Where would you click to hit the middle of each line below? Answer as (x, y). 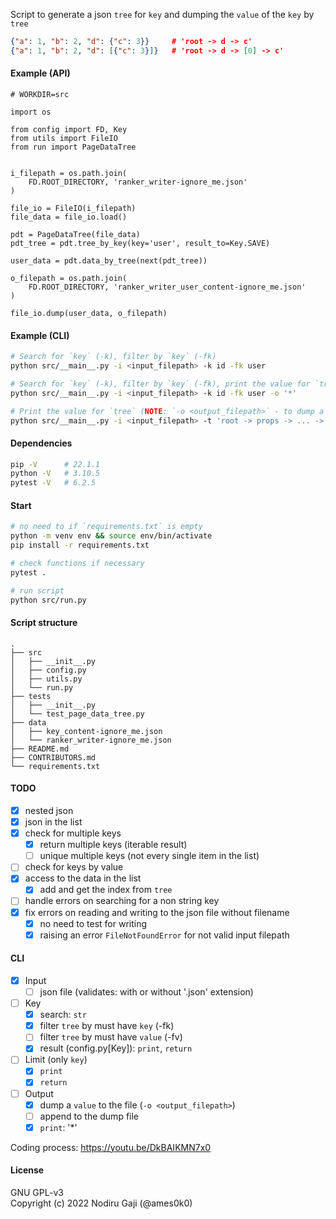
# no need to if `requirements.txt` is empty (106, 527)
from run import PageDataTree (73, 147)
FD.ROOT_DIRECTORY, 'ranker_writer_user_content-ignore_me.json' (167, 287)
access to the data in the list (83, 878)
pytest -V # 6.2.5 (53, 483)
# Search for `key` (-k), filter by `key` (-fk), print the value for (160, 384)
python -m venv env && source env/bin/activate (111, 536)
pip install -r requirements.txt (80, 545)
